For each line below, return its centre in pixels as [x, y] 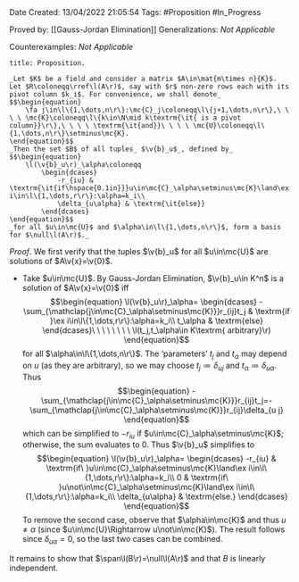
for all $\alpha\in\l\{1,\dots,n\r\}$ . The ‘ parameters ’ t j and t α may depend [154, 354]
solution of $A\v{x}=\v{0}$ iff [75, 288]
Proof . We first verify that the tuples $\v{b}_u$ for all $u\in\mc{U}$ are [139, 251]
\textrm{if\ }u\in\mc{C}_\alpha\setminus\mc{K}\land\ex [146, 468]
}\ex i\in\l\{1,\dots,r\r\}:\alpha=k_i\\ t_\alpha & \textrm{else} [156, 320]
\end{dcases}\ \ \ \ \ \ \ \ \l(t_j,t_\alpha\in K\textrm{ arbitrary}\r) [157, 330]
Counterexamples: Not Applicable [71, 47]
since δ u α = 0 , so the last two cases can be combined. [122, 540]
